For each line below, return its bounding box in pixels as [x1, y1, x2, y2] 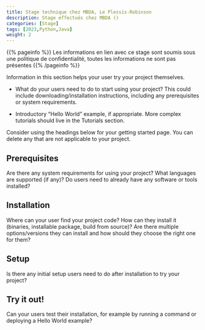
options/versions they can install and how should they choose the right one [6, 229, 196, 237]
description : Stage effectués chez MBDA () [6, 15, 119, 21]
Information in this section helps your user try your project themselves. [6, 74, 185, 81]
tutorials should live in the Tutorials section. [15, 117, 125, 125]
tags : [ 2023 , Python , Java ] [6, 26, 72, 33]
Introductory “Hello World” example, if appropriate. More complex [15, 110, 182, 118]
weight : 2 [6, 32, 32, 38]
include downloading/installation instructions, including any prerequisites [15, 92, 199, 99]
